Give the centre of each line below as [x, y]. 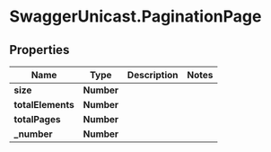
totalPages [37, 119]
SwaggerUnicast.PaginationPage [135, 17]
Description [153, 75]
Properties [39, 50]
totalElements [44, 105]
